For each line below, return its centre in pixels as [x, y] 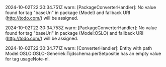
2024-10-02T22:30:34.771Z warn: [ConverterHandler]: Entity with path [79, 48]
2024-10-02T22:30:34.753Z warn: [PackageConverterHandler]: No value [81, 28]
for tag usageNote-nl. [28, 59]
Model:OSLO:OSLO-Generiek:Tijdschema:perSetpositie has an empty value [83, 53]
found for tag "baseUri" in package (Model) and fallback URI [68, 13]
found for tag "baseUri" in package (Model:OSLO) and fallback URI [74, 33]
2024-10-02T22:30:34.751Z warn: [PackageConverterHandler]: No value [81, 7]
